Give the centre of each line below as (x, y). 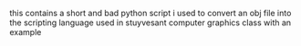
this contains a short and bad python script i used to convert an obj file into (150, 13)
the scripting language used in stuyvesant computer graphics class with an (150, 23)
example (26, 32)
